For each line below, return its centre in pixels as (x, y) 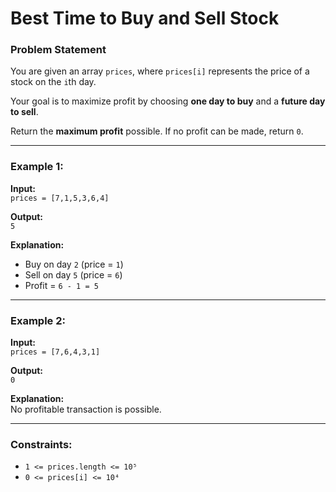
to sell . (24, 112)
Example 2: (38, 320)
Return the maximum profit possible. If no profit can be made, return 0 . (157, 131)
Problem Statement (58, 50)
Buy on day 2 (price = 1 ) (74, 264)
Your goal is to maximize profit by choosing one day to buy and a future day (168, 101)
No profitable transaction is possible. (86, 409)
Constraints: (41, 444)
